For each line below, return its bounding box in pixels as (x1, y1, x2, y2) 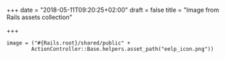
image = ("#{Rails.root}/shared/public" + (6, 40, 131, 47)
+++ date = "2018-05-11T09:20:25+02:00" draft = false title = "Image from (6, 6, 219, 14)
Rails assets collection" (6, 13, 73, 21)
